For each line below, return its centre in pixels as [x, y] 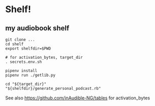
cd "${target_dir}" [26, 84]
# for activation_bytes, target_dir [44, 57]
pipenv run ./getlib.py [30, 75]
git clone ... [20, 40]
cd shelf [14, 44]
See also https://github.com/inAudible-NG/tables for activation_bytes [78, 98]
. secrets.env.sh [24, 62]
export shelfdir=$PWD [28, 49]
